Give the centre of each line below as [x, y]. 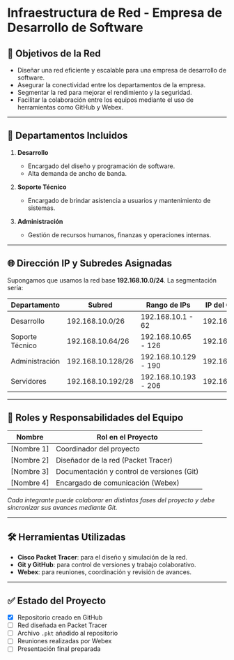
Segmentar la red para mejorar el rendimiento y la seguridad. [105, 92]
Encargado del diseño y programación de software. [101, 166]
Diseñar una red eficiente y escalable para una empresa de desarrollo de [122, 70]
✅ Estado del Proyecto [57, 600]
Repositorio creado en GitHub [60, 617]
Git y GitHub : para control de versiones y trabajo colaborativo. [107, 565]
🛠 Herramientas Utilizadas [67, 537]
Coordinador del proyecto [98, 449]
